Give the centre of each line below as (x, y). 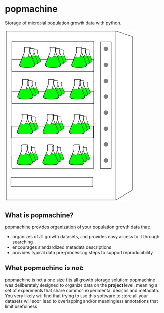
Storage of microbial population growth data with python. (63, 23)
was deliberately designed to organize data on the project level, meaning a (81, 285)
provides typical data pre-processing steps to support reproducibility (82, 252)
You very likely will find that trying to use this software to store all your (77, 296)
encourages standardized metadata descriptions (62, 247)
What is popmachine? (40, 215)
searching (22, 242)
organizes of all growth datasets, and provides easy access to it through (86, 236)
